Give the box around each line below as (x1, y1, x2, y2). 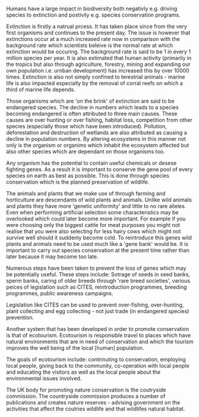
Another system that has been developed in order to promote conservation (6, 326, 189, 332)
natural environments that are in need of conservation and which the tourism (6, 338, 194, 345)
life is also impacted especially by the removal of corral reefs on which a (6, 80, 183, 87)
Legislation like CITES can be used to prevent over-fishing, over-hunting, (6, 301, 184, 308)
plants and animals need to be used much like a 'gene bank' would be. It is (6, 241, 189, 247)
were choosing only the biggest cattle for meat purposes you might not (6, 222, 180, 228)
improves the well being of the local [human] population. (6, 345, 144, 351)
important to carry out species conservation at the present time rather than (6, 247, 190, 254)
